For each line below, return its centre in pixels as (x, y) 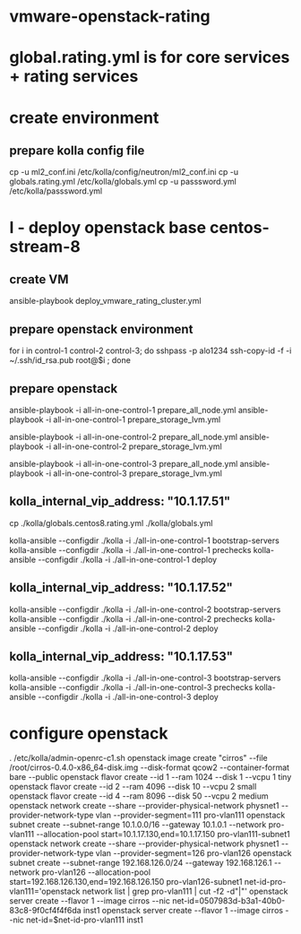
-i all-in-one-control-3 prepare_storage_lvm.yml (133, 473)
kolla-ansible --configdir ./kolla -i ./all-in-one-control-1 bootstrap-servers (144, 541)
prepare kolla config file (77, 150)
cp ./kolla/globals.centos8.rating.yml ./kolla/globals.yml (111, 523)
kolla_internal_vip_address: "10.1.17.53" (121, 657)
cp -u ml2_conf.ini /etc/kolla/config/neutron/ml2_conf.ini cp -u (124, 172)
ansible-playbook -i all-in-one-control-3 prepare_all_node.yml (124, 464)
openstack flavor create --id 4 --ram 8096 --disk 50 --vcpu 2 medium (139, 796)
